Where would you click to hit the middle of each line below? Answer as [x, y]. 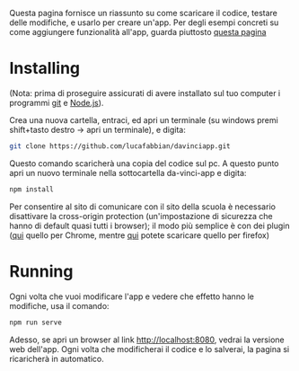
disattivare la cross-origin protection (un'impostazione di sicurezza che [141, 216]
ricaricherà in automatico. [57, 358]
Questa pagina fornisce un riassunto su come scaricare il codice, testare [144, 13]
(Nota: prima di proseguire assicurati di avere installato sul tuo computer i [145, 93]
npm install [31, 189]
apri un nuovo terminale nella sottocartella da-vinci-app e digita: [128, 172]
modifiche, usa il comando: [59, 305]
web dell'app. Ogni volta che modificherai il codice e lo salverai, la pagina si [149, 349]
